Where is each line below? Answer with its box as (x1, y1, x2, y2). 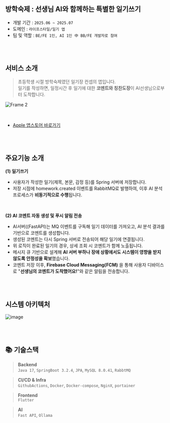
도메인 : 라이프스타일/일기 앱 (12, 26, 65, 32)
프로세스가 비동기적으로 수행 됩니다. (12, 192, 82, 198)
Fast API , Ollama (17, 412, 53, 418)
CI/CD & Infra (17, 377, 46, 383)
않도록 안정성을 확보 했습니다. (12, 255, 70, 262)
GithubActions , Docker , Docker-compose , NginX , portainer (17, 383, 136, 389)
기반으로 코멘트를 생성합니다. (12, 230, 70, 236)
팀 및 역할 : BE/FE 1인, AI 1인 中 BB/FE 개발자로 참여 (12, 32, 118, 38)
